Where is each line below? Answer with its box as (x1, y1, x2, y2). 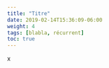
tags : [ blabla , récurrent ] (7, 29, 84, 36)
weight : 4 (7, 23, 36, 30)
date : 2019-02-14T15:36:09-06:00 (7, 16, 103, 23)
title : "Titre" (7, 10, 51, 17)
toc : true (7, 36, 36, 43)
